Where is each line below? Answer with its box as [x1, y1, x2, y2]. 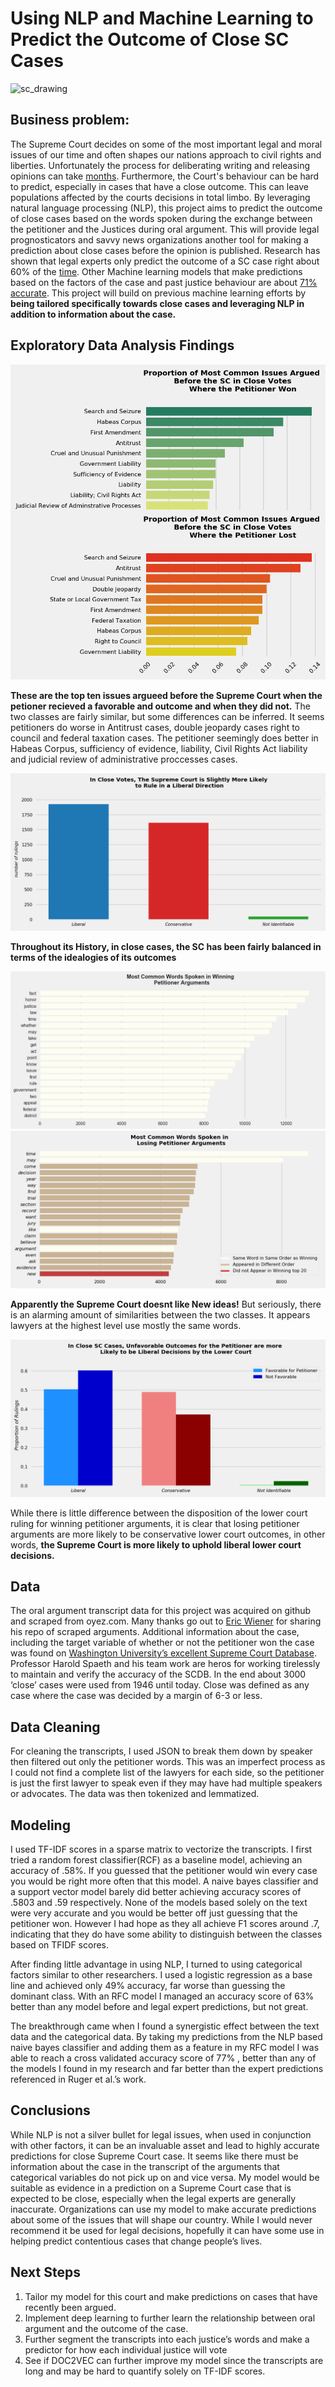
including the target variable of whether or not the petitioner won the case [10, 1637, 315, 1649]
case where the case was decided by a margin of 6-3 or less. [10, 1690, 263, 1702]
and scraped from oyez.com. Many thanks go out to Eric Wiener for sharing [10, 1615, 322, 1627]
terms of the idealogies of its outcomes [10, 951, 177, 963]
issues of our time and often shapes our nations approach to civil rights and [10, 148, 322, 161]
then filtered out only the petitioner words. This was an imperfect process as [10, 1756, 326, 1768]
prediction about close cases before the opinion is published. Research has [10, 244, 321, 256]
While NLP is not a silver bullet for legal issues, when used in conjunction [10, 2128, 312, 2141]
